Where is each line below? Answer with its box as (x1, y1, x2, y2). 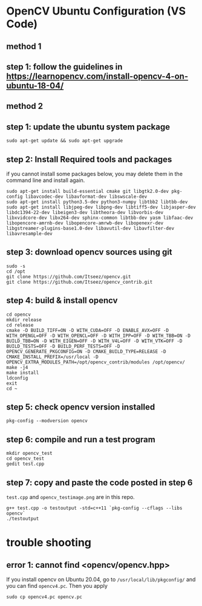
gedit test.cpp (6, 461, 45, 467)
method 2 (6, 101, 44, 111)
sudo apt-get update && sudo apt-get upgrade (6, 138, 123, 144)
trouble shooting (6, 536, 92, 550)
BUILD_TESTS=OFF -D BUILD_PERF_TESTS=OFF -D (6, 343, 120, 349)
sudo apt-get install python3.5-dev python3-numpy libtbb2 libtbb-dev (6, 198, 188, 205)
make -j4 (6, 364, 28, 370)
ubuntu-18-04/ (6, 80, 64, 91)
